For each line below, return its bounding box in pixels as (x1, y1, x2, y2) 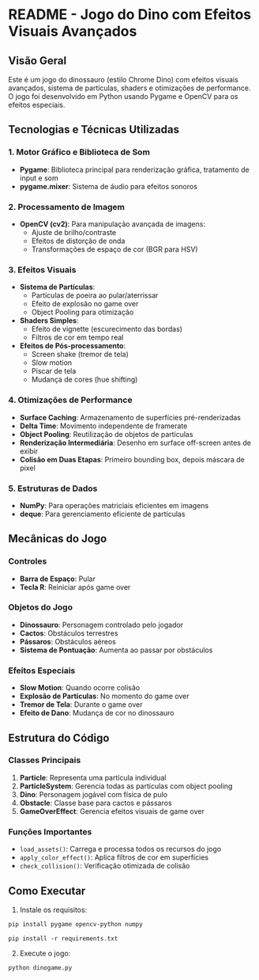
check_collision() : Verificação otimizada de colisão (19, 861, 190, 871)
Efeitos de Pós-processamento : (19, 341, 126, 351)
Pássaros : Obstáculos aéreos (19, 636, 116, 646)
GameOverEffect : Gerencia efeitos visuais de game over (19, 806, 205, 816)
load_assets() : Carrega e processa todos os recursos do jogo (19, 845, 222, 854)
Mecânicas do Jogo (8, 532, 107, 545)
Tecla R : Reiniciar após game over (19, 582, 131, 591)
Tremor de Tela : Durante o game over (19, 700, 144, 709)
